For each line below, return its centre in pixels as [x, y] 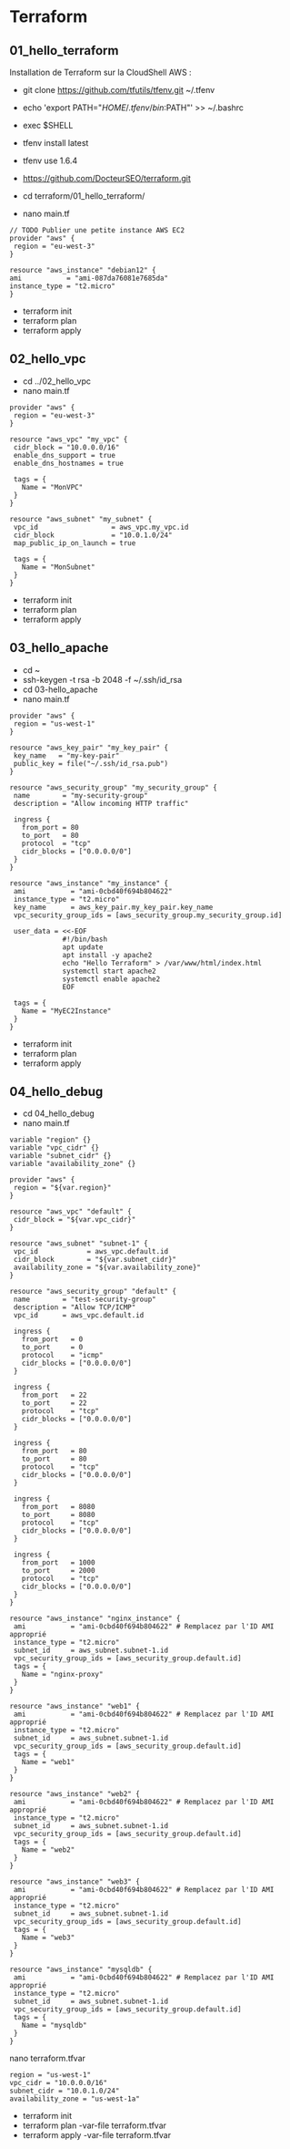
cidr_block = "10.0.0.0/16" [66, 447]
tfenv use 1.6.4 [50, 160]
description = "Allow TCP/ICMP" [75, 1307]
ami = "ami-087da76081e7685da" [89, 278]
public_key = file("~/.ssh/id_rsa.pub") [91, 763]
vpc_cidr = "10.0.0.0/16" [58, 2083]
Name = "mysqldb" [55, 2026]
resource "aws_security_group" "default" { [93, 1292]
